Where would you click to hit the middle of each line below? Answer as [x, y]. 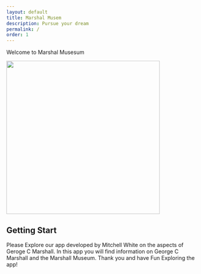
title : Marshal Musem [34, 18]
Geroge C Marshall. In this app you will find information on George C [93, 251]
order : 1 [17, 35]
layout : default [27, 12]
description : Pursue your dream [47, 23]
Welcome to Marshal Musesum [45, 52]
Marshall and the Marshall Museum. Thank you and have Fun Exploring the [100, 257]
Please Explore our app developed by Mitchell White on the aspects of [95, 245]
